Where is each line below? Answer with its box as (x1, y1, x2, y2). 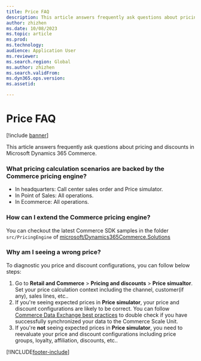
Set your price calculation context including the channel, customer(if (14, 286, 184, 293)
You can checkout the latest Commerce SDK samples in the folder (6, 227, 169, 234)
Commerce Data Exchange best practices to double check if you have (14, 311, 187, 319)
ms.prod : (6, 36, 28, 42)
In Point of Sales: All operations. (14, 192, 94, 199)
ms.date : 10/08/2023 (6, 25, 58, 32)
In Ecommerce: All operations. (14, 198, 90, 206)
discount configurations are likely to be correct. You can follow (14, 305, 170, 312)
